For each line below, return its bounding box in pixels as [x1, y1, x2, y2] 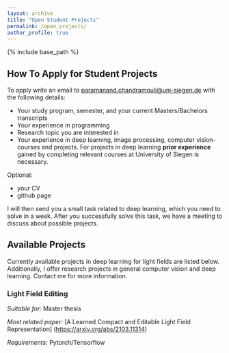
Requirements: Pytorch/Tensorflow [7, 339, 105, 347]
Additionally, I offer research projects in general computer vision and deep [7, 265, 217, 273]
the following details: [7, 93, 66, 101]
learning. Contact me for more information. [7, 271, 128, 280]
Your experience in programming [16, 121, 110, 130]
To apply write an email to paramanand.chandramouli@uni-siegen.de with [7, 86, 215, 95]
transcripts [16, 114, 48, 122]
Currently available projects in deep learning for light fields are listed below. [7, 257, 220, 265]
